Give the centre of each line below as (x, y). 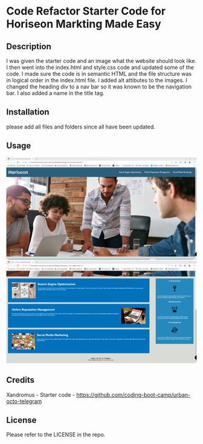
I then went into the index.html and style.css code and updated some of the (100, 67)
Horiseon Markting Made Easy (84, 24)
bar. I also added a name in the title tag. (55, 93)
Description (29, 46)
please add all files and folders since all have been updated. (81, 127)
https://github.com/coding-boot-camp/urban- (134, 394)
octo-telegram (24, 401)
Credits (21, 380)
